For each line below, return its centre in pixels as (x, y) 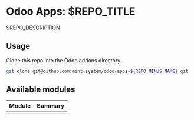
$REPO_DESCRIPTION (33, 28)
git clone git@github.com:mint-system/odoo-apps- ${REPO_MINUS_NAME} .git (97, 71)
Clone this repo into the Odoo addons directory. (64, 60)
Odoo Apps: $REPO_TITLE (71, 11)
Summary (50, 106)
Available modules (41, 90)
